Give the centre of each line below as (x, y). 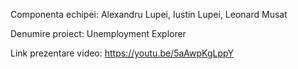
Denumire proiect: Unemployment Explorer (98, 33)
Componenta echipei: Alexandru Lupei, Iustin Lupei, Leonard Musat (149, 14)
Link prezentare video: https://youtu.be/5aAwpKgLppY (122, 53)
